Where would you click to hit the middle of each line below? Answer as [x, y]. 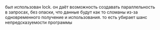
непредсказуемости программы [39, 22]
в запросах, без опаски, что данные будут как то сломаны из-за [72, 12]
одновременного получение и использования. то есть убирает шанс [76, 17]
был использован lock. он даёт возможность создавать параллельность [80, 7]
